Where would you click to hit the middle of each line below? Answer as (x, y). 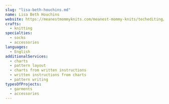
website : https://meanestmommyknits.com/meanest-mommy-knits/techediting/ (85, 19)
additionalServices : (27, 56)
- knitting (21, 28)
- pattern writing (29, 79)
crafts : (13, 24)
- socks (18, 38)
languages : (17, 47)
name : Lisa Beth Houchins (32, 14)
